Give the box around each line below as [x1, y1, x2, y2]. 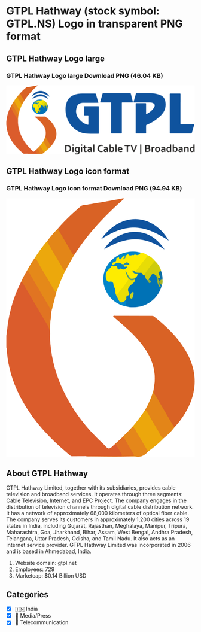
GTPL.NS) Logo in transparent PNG [6, 17, 184, 31]
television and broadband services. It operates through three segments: [6, 491, 183, 498]
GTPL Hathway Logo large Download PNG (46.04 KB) [6, 71, 163, 80]
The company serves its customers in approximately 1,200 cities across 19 [6, 516, 190, 523]
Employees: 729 [14, 566, 55, 573]
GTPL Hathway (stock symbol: [6, 4, 160, 18]
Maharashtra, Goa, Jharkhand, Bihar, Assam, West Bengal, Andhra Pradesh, [6, 528, 193, 536]
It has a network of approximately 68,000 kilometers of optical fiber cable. [6, 510, 190, 517]
